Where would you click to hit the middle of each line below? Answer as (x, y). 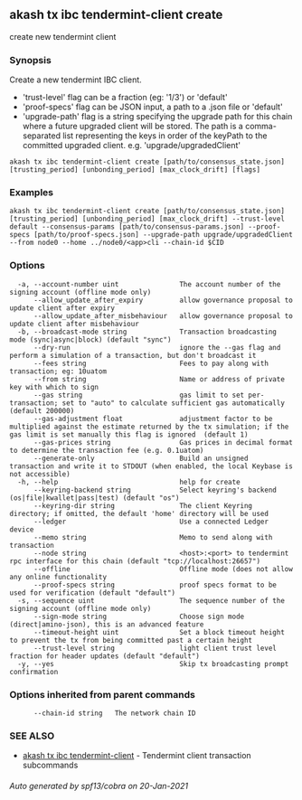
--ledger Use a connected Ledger (151, 522)
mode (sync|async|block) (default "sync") (90, 339)
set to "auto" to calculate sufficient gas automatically (173, 403)
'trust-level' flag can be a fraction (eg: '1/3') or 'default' (125, 98)
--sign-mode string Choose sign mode (139, 616)
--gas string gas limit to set (139, 395)
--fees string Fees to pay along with (151, 363)
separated (42, 136)
